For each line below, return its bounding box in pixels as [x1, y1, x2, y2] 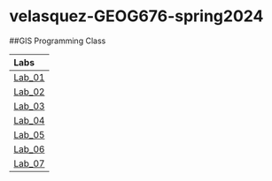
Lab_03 [13, 100, 45, 112]
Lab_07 [13, 157, 45, 170]
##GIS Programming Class [9, 35, 106, 46]
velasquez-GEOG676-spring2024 [9, 6, 264, 26]
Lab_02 [13, 86, 45, 98]
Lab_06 [13, 143, 45, 155]
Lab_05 [13, 128, 45, 140]
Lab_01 [13, 71, 45, 83]
